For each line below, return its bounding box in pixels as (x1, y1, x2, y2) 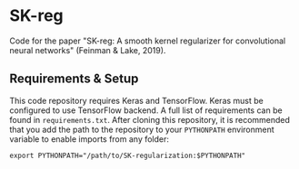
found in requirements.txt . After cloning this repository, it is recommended (9, 114, 291, 125)
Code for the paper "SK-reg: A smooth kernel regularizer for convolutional (9, 35, 286, 46)
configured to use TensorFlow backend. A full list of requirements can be (9, 105, 284, 116)
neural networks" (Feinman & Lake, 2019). (9, 44, 166, 55)
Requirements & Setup (9, 71, 139, 87)
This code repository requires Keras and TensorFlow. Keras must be (9, 95, 264, 106)
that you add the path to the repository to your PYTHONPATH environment (9, 124, 274, 135)
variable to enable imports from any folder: (9, 133, 170, 145)
